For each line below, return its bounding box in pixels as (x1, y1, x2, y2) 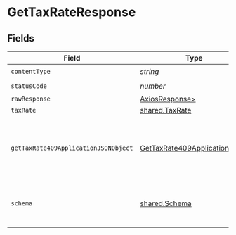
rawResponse (11, 95, 51, 103)
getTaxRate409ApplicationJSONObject (11, 144, 133, 152)
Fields (7, 32, 35, 44)
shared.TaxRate (140, 106, 192, 115)
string (140, 66, 159, 76)
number (140, 81, 166, 91)
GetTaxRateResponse (7, 4, 136, 20)
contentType (11, 68, 51, 75)
